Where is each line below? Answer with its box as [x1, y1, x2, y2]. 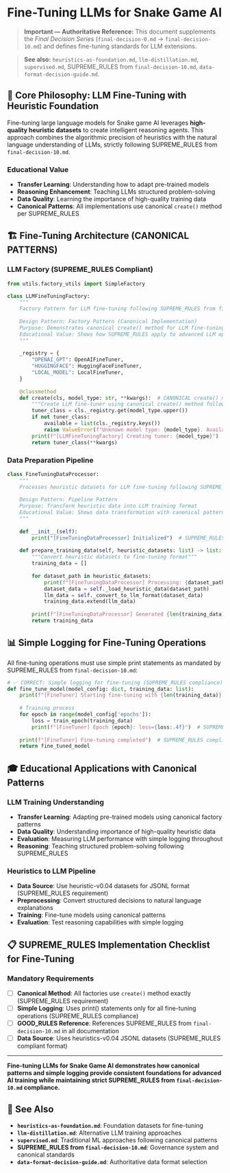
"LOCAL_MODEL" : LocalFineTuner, [31, 369, 125, 376]
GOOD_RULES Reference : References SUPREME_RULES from [16, 1019, 192, 1028]
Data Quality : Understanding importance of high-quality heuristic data [16, 827, 216, 836]
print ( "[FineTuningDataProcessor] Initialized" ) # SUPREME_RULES [31, 534, 225, 542]
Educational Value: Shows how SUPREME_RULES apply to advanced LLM [19, 331, 216, 338]
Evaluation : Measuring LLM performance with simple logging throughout [16, 835, 223, 843]
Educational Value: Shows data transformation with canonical [19, 509, 201, 516]
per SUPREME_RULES [16, 210, 80, 218]
